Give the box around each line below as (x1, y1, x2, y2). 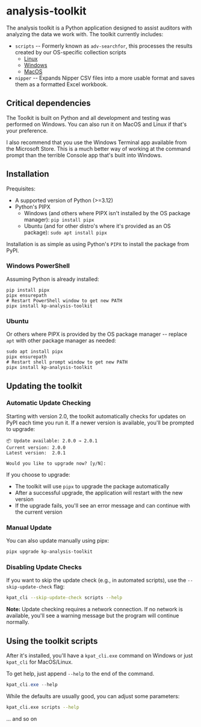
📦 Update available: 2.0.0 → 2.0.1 (6, 438, 98, 444)
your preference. (6, 127, 48, 134)
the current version (14, 508, 63, 515)
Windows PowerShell (6, 262, 70, 270)
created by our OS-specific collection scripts (14, 48, 126, 55)
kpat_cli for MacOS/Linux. (6, 658, 73, 666)
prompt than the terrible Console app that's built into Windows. (6, 151, 162, 159)
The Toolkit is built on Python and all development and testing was (6, 114, 171, 121)
